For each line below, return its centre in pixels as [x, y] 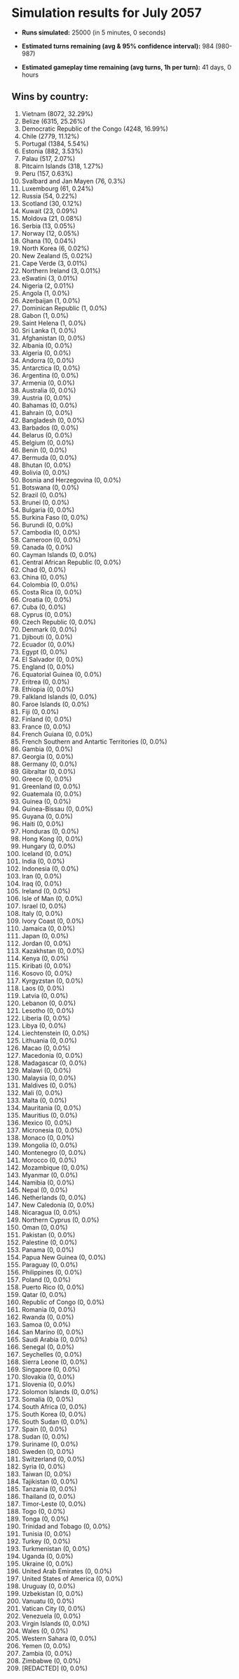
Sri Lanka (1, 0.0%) [49, 330]
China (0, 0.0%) [45, 577]
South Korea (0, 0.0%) [54, 1414]
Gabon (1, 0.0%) [45, 315]
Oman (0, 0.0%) [45, 1227]
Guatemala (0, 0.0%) [52, 793]
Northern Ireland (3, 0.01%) [61, 270]
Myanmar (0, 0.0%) [50, 1175]
